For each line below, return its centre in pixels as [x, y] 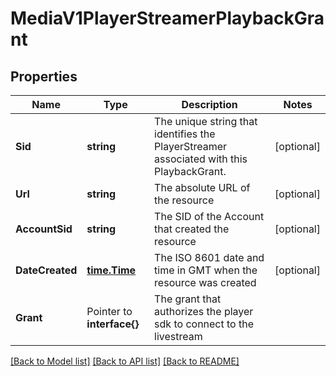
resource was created [205, 282]
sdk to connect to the [204, 324]
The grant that [188, 299]
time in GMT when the [206, 270]
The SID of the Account [209, 216]
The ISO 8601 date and [209, 257]
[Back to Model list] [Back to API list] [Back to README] [125, 361]
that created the [192, 229]
